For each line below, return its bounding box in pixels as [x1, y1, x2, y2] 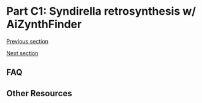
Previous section [6, 37, 49, 45]
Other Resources [6, 88, 72, 99]
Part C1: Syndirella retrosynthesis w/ [6, 4, 196, 18]
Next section [6, 49, 39, 56]
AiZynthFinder [6, 17, 82, 31]
